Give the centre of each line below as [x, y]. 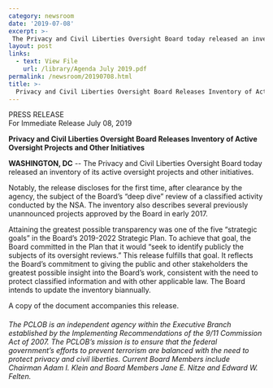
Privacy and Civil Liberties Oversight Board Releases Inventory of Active [133, 139]
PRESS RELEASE [37, 115]
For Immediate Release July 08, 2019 [70, 124]
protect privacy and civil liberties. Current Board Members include [119, 359]
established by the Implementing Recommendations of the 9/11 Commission [135, 333]
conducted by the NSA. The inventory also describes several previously [128, 205]
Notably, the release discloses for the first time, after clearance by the [125, 188]
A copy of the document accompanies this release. [94, 306]
